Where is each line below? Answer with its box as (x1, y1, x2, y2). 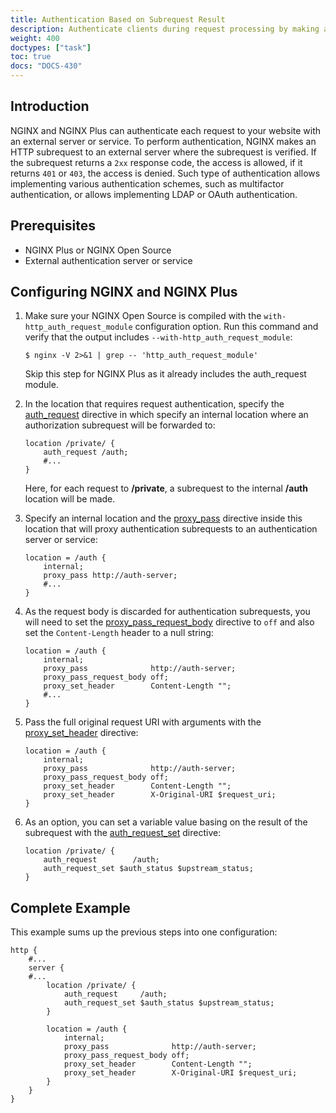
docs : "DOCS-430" (10, 61, 83, 71)
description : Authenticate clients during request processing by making (10, 24, 320, 34)
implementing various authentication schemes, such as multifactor (10, 177, 285, 190)
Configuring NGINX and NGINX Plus (10, 284, 238, 301)
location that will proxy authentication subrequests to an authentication (24, 523, 318, 535)
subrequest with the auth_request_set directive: (24, 827, 222, 839)
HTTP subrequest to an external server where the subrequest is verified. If (10, 146, 317, 158)
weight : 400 (10, 33, 60, 43)
